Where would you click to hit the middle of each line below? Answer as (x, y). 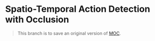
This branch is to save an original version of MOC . (69, 33)
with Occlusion (37, 20)
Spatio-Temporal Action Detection (78, 9)
